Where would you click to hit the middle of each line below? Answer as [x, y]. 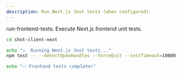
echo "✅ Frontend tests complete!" [51, 67]
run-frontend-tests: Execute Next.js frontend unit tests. [74, 29]
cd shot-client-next [32, 39]
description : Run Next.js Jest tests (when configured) [77, 12]
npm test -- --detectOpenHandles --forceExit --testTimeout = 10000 [91, 56]
